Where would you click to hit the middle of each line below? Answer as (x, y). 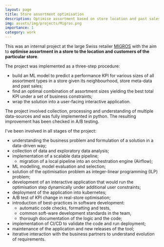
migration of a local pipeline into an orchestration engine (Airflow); (86, 161)
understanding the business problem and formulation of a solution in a (83, 140)
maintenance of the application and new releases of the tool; (73, 229)
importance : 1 (20, 28)
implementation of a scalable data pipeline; (55, 156)
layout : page (18, 10)
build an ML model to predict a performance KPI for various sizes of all (83, 76)
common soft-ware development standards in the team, (75, 213)
